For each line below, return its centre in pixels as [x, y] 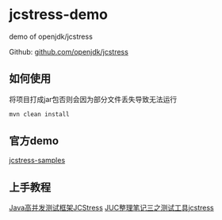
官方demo [34, 141]
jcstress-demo [58, 15]
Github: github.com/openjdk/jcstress [69, 51]
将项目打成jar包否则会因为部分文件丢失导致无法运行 [93, 99]
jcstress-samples [37, 161]
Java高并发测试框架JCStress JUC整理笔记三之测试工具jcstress [111, 208]
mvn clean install [39, 114]
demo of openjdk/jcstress [51, 36]
